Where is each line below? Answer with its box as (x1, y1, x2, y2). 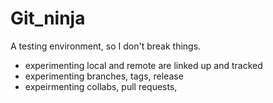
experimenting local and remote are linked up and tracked (24, 59, 263, 71)
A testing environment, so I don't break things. (10, 40, 202, 52)
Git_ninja (10, 7, 86, 30)
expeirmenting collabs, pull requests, (24, 80, 178, 92)
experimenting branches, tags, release (24, 70, 184, 82)
